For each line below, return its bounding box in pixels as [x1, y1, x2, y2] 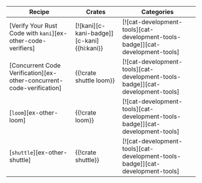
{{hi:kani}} [75, 44, 103, 52]
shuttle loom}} [75, 76, 115, 85]
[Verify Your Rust [9, 22, 58, 29]
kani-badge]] [75, 29, 114, 37]
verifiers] [9, 44, 35, 52]
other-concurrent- [9, 76, 64, 85]
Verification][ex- [9, 69, 57, 77]
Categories [141, 8, 174, 16]
